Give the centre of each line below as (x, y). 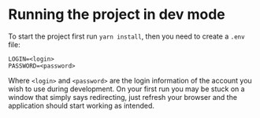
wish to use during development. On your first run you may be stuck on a (127, 89)
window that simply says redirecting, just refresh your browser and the (123, 97)
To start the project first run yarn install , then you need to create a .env (127, 36)
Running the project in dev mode (117, 15)
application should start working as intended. (82, 105)
